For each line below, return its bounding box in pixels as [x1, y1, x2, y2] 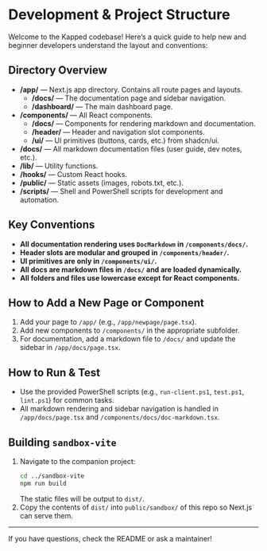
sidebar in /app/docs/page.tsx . [19, 343, 121, 352]
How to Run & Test [8, 365, 101, 380]
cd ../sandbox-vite [19, 472, 85, 480]
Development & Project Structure [8, 6, 230, 24]
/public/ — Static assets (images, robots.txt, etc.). [19, 178, 184, 187]
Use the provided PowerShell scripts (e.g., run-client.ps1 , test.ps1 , [19, 387, 245, 396]
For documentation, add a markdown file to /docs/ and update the [19, 334, 236, 344]
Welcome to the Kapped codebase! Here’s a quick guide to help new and [8, 32, 246, 41]
